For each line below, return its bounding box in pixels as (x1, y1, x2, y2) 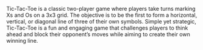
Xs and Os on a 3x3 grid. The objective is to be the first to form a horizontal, (6, 11, 198, 19)
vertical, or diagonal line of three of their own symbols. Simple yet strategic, (6, 18, 197, 25)
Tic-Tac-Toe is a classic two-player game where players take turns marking (6, 5, 196, 12)
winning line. (6, 37, 38, 44)
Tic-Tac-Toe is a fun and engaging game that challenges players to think (6, 24, 188, 31)
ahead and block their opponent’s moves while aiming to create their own (6, 31, 190, 38)
